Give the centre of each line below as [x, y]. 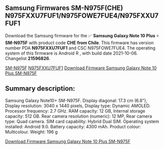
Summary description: [40, 89]
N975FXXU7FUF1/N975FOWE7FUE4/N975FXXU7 [82, 16]
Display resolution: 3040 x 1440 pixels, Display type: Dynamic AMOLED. [78, 106]
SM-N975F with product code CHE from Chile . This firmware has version [79, 43]
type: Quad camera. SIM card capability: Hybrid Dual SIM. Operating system [82, 121]
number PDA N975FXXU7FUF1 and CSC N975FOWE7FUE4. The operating [80, 48]
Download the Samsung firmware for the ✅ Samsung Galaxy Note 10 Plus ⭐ [82, 35]
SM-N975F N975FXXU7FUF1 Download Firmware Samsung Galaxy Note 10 [81, 68]
